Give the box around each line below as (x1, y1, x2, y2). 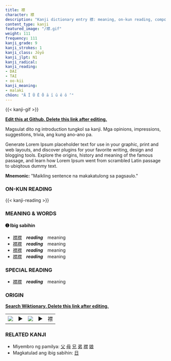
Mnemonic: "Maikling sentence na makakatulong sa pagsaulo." (5, 173, 138, 179)
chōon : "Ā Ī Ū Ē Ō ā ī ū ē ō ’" (5, 93, 74, 98)
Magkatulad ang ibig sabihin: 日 (12, 349, 79, 356)
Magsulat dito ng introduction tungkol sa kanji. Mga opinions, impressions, (5, 126, 161, 132)
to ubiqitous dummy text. (5, 163, 58, 169)
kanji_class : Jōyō (5, 50, 44, 55)
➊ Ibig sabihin (5, 222, 36, 229)
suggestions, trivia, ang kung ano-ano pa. (5, 132, 93, 138)
